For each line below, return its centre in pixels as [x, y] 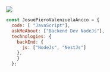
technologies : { [32, 36]
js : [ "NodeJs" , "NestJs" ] [54, 47]
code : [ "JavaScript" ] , [41, 26]
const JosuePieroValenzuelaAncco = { [53, 20]
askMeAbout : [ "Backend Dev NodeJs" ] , [58, 31]
